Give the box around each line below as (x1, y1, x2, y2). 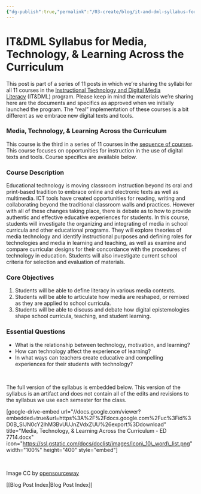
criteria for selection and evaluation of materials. (6, 259, 126, 266)
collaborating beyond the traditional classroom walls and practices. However (6, 201, 195, 208)
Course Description (6, 168, 65, 176)
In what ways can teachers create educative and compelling (14, 354, 163, 361)
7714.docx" (6, 433, 34, 441)
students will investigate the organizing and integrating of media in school (6, 220, 188, 227)
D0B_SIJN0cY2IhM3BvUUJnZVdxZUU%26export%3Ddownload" (6, 421, 166, 428)
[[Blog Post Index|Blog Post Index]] (6, 481, 93, 488)
